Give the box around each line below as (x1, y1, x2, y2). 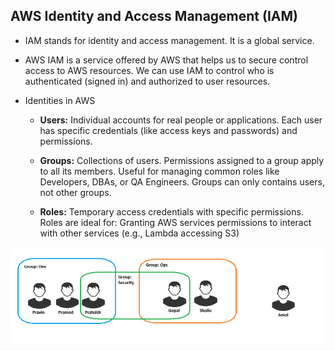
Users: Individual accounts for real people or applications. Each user (39, 114, 323, 126)
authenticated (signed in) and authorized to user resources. (24, 75, 271, 87)
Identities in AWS (24, 94, 96, 106)
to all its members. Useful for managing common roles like (39, 165, 280, 177)
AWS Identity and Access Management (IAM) (10, 8, 299, 25)
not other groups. (39, 186, 112, 198)
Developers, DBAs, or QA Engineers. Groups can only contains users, (39, 175, 325, 188)
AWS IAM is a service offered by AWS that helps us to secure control (24, 54, 309, 66)
